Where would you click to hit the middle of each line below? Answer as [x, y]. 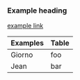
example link [25, 26]
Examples [27, 43]
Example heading [37, 11]
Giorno [22, 55]
